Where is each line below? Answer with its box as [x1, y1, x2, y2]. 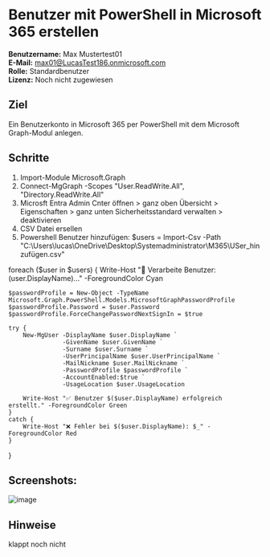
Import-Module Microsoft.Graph [19, 173, 126, 182]
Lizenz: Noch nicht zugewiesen [8, 75, 114, 84]
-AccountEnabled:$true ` [62, 373, 146, 381]
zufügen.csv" [19, 249, 66, 258]
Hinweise [8, 518, 56, 531]
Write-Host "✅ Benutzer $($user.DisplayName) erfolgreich [22, 394, 223, 402]
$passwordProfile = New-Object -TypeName [8, 289, 149, 297]
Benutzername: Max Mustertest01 [8, 49, 123, 59]
